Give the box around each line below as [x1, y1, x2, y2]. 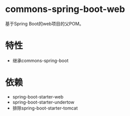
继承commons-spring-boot [12, 57, 69, 63]
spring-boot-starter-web [12, 93, 64, 99]
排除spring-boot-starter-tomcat [12, 105, 78, 111]
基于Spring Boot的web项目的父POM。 [5, 20, 84, 26]
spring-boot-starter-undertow [12, 99, 74, 105]
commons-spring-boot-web [5, 3, 125, 15]
